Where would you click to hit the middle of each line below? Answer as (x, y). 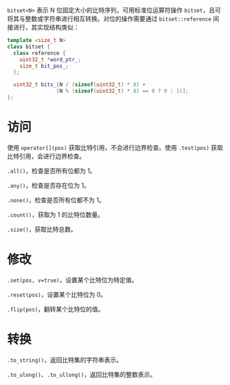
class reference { (40, 53)
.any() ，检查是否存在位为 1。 (49, 185)
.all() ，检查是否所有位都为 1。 (51, 170)
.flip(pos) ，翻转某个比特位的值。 (56, 309)
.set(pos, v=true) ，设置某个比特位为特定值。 (72, 280)
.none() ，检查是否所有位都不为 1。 (56, 200)
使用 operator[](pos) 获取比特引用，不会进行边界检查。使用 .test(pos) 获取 (115, 147)
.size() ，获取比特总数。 (42, 229)
